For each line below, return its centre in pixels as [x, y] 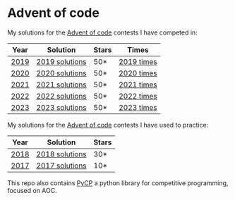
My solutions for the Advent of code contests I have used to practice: [108, 125]
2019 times [138, 61]
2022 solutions [61, 96]
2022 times [138, 96]
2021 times [138, 85]
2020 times [138, 73]
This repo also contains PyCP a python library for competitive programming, [118, 183]
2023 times [138, 107]
